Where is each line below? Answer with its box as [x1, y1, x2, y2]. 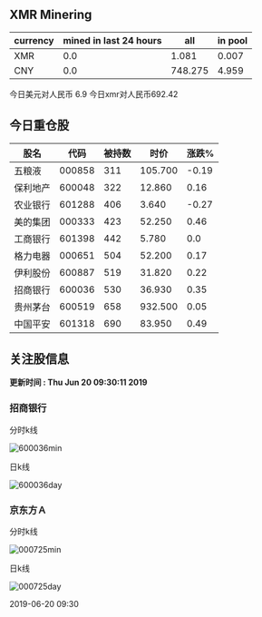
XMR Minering [9, 7, 92, 23]
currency [14, 34, 54, 46]
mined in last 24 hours [63, 34, 162, 46]
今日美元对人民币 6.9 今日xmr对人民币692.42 [9, 88, 179, 99]
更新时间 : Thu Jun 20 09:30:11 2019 [9, 377, 148, 388]
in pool [217, 34, 247, 46]
